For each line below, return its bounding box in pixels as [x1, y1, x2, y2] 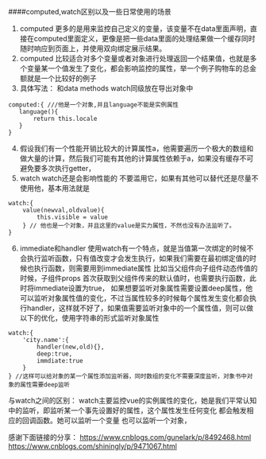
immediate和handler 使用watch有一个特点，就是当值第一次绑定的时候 [19, 243, 248, 253]
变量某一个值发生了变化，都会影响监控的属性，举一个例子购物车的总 [26, 64, 250, 73]
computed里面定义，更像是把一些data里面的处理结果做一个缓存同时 [33, 34, 256, 43]
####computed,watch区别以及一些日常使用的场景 [8, 7, 172, 16]
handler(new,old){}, [37, 343, 105, 351]
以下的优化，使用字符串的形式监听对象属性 [19, 313, 160, 322]
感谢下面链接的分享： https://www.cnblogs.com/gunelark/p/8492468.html [8, 433, 252, 441]
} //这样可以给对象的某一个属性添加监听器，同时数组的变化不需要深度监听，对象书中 [8, 372, 248, 380]
